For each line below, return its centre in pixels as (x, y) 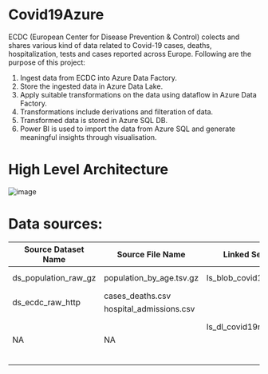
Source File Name (151, 254)
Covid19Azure (56, 15)
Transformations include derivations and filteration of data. (116, 111)
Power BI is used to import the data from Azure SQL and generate (128, 129)
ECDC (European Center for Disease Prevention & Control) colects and (124, 37)
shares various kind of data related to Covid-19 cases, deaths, (110, 45)
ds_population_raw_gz (54, 277)
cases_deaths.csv (137, 296)
